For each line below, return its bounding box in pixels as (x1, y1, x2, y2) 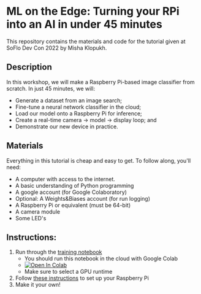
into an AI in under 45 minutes (6, 17, 162, 31)
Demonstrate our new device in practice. (15, 123, 118, 130)
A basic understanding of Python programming (15, 182, 134, 189)
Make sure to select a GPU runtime (24, 268, 113, 276)
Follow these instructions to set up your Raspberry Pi (15, 274, 149, 282)
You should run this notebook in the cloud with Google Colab (24, 255, 178, 262)
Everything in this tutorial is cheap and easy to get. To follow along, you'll (6, 157, 191, 164)
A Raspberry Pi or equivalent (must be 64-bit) (15, 201, 131, 209)
